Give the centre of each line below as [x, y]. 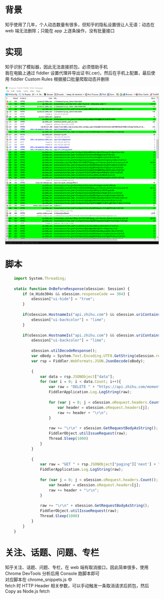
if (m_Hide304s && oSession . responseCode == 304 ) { [76, 294]
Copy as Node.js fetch [27, 591]
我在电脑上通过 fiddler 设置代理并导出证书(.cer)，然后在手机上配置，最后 [78, 73]
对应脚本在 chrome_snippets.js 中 [39, 579]
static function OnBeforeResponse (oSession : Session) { [72, 289]
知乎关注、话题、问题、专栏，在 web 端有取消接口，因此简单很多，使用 [77, 567]
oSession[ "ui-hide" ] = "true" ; [63, 299]
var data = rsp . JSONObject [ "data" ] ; [77, 377]
